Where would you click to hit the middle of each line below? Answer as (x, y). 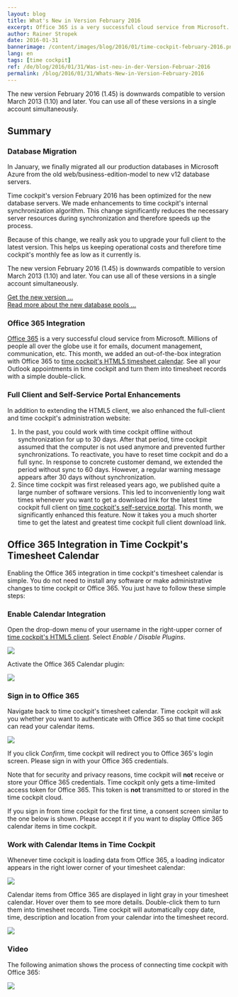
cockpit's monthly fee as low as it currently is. (74, 255)
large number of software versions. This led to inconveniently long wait (121, 492)
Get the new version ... (40, 297)
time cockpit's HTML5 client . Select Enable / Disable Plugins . (96, 637)
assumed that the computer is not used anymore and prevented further (121, 447)
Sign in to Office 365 (43, 696)
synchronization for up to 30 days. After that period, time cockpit (112, 439)
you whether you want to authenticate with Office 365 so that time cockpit (116, 719)
